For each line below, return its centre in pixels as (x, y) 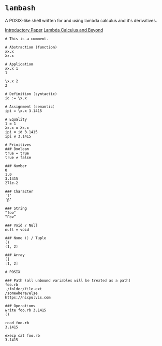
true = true (17, 153)
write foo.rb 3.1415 (26, 310)
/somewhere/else (21, 293)
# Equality (16, 119)
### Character (19, 191)
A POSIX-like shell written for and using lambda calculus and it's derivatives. (81, 20)
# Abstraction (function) (31, 47)
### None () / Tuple (26, 238)
